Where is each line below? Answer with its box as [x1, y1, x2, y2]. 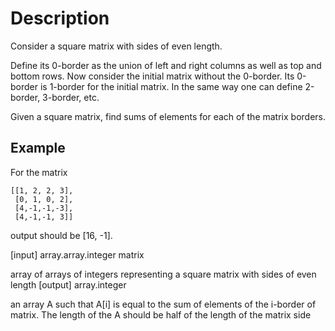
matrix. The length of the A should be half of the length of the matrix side [10, 308, 312, 321]
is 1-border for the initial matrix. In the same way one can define [39, 80, 303, 92]
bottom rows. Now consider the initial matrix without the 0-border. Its [10, 70, 295, 82]
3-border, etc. [42, 91, 100, 103]
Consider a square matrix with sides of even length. [10, 40, 223, 52]
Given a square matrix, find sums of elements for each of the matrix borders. [10, 110, 326, 122]
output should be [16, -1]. [10, 229, 113, 241]
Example [10, 140, 66, 157]
